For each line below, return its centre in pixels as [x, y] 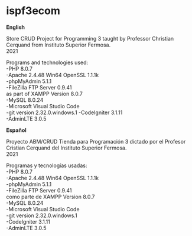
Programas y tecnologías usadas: [47, 165]
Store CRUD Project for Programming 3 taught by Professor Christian [90, 38]
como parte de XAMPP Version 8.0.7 [51, 197]
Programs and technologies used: [47, 62]
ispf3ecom [33, 11]
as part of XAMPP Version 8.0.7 [44, 94]
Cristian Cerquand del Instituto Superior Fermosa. [66, 148]
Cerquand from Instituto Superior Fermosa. [58, 45]
